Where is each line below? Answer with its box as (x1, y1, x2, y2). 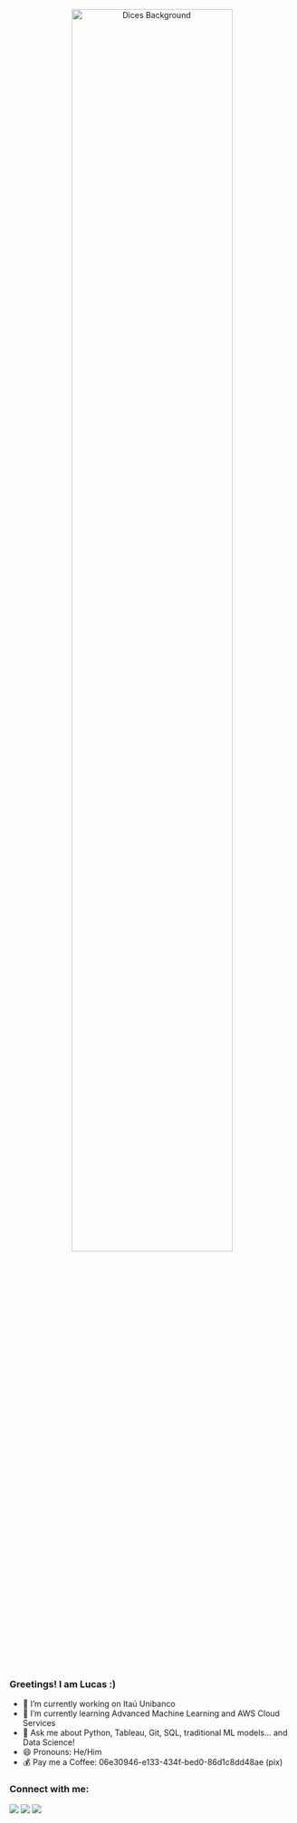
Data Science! (22, 1737, 75, 1748)
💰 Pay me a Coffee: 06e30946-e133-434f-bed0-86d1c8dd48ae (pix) (22, 1757, 283, 1768)
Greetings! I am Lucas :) (9, 1677, 116, 1690)
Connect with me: (9, 1783, 90, 1796)
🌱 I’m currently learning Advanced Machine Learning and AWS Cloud (22, 1708, 281, 1719)
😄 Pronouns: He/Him (22, 1747, 102, 1758)
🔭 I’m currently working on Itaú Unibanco (22, 1699, 176, 1710)
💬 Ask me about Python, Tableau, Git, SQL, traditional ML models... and (22, 1727, 288, 1739)
